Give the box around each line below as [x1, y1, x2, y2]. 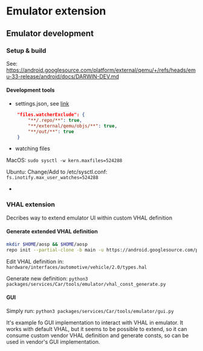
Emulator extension [6, 4, 106, 18]
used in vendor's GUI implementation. [6, 338, 100, 345]
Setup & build [6, 46, 47, 55]
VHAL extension [6, 200, 56, 209]
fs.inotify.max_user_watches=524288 [6, 175, 98, 181]
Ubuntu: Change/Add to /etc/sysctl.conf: [6, 168, 108, 175]
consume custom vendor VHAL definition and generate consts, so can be [6, 332, 189, 339]
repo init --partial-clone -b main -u [6, 247, 104, 253]
